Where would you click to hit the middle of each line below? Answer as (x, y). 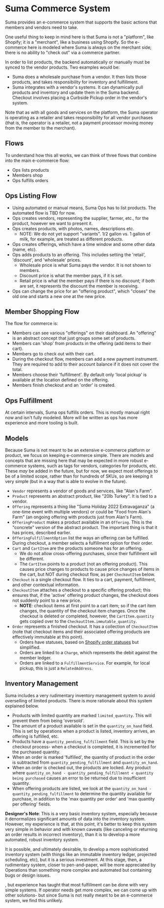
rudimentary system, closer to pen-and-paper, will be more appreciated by (80, 865)
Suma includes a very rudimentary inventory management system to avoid (80, 695)
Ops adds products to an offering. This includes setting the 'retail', (79, 254)
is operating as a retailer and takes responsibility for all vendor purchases (79, 117)
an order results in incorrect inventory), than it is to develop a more (72, 834)
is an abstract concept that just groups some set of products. (74, 338)
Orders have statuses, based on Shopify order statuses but (79, 642)
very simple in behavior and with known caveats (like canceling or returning (81, 829)
